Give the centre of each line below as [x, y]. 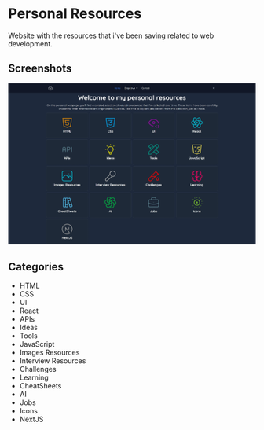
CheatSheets [40, 386]
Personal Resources [75, 14]
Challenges [38, 369]
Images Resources [49, 353]
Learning [34, 377]
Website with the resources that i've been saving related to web [111, 35]
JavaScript [37, 344]
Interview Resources [53, 361]
